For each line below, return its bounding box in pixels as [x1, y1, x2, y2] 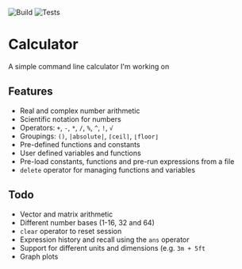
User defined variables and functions [19, 148, 141, 158]
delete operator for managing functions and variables [19, 165, 196, 174]
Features [8, 84, 53, 99]
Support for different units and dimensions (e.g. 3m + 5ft [19, 243, 206, 252]
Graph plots [19, 251, 59, 261]
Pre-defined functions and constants [19, 139, 140, 149]
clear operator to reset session [19, 226, 122, 236]
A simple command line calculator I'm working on [8, 61, 170, 71]
